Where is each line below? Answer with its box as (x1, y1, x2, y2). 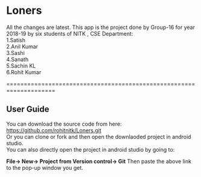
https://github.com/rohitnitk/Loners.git (6, 126, 101, 134)
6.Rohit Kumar (6, 68, 42, 76)
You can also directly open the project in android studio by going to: (6, 146, 175, 153)
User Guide (6, 104, 49, 115)
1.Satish (6, 36, 26, 43)
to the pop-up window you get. (6, 164, 83, 171)
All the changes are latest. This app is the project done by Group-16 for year (6, 24, 195, 31)
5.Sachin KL (6, 62, 36, 69)
